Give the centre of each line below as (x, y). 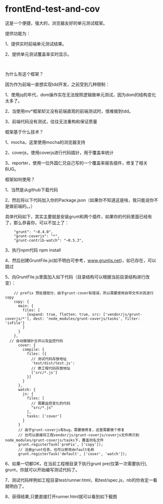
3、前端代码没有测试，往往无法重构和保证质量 (51, 121)
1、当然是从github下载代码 (32, 190)
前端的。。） (24, 206)
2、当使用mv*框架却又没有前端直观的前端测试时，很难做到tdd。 (69, 111)
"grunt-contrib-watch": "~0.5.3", (49, 240)
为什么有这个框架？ (24, 74)
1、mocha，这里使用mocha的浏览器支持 (45, 142)
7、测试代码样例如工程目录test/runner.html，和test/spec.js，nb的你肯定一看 (81, 480)
